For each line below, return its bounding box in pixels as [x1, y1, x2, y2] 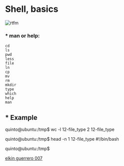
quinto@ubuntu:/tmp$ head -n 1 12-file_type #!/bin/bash [5, 136, 119, 142]
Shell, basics [5, 3, 59, 15]
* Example [5, 113, 38, 122]
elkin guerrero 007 [5, 155, 43, 162]
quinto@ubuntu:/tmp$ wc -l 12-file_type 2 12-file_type [5, 126, 115, 132]
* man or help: [5, 32, 40, 39]
